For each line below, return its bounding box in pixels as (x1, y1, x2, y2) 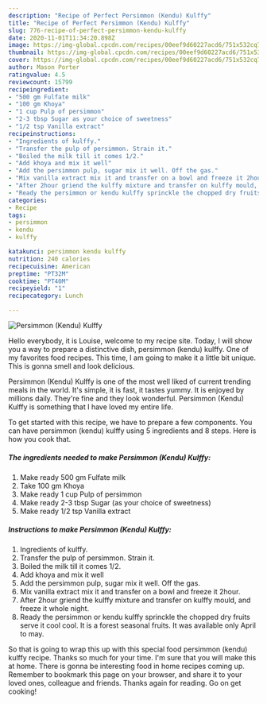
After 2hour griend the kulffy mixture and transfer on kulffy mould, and (19, 595, 251, 605)
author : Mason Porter (8, 64, 80, 72)
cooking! (8, 687, 37, 696)
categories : (8, 196, 48, 204)
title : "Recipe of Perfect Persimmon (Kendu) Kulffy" (8, 19, 191, 27)
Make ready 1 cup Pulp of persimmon (19, 489, 142, 499)
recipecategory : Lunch (8, 292, 83, 300)
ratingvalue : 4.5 (8, 71, 66, 79)
